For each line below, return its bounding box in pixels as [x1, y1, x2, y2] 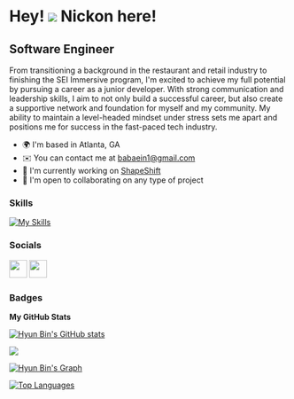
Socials [9, 239, 42, 252]
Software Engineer [9, 42, 115, 57]
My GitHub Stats [9, 311, 72, 322]
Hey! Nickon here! [9, 6, 157, 27]
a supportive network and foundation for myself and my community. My [9, 103, 271, 113]
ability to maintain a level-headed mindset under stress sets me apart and [9, 113, 278, 122]
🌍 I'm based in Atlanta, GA [21, 139, 120, 150]
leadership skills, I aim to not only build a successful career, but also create [9, 93, 283, 104]
